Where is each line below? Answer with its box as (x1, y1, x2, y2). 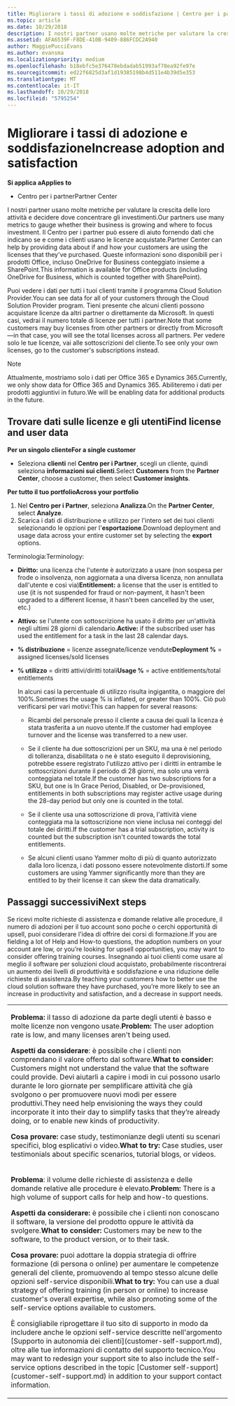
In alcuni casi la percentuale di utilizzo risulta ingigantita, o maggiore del (17, 687, 225, 696)
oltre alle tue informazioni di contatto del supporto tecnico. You (10, 1345, 215, 1355)
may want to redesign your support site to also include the (10, 1353, 201, 1363)
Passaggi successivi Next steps (7, 896, 147, 908)
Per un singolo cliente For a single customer (7, 445, 136, 453)
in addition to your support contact (108, 1371, 222, 1381)
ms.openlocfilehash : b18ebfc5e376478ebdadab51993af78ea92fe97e (7, 62, 196, 69)
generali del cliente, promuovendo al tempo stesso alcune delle (10, 1268, 218, 1278)
